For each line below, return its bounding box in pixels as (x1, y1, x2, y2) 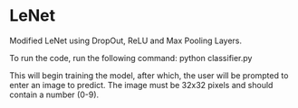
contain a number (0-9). (9, 89, 100, 100)
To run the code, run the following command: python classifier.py (9, 52, 253, 63)
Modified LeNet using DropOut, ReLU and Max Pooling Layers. (9, 35, 243, 46)
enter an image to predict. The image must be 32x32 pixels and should (9, 79, 274, 90)
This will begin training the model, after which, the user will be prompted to (9, 69, 289, 81)
